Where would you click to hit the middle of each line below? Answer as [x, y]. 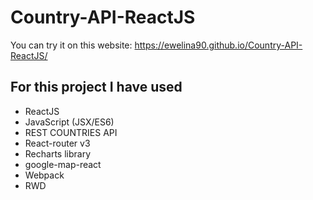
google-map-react [63, 164]
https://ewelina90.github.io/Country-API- [218, 45]
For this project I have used [96, 87]
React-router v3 [57, 143]
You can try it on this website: [71, 45]
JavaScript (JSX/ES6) [69, 122]
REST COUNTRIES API [71, 132]
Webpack [44, 175]
